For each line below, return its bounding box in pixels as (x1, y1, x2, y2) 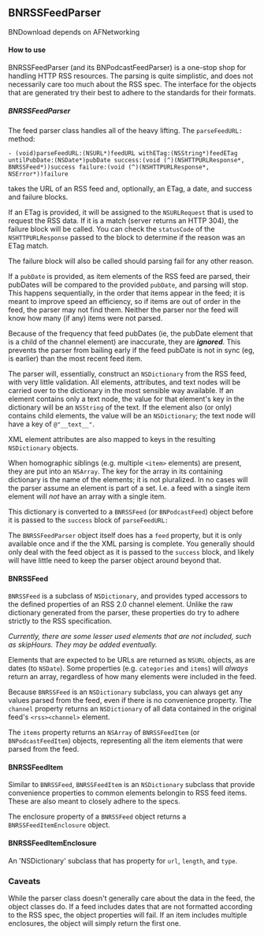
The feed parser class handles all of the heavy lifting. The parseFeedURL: (8, 125, 243, 135)
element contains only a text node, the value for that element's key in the (8, 394, 245, 403)
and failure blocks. (8, 192, 69, 202)
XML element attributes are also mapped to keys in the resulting (8, 434, 216, 444)
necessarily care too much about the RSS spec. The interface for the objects (8, 80, 257, 89)
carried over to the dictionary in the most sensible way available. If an (8, 385, 234, 395)
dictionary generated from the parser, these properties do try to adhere (8, 608, 240, 618)
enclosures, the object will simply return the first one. (8, 918, 181, 928)
